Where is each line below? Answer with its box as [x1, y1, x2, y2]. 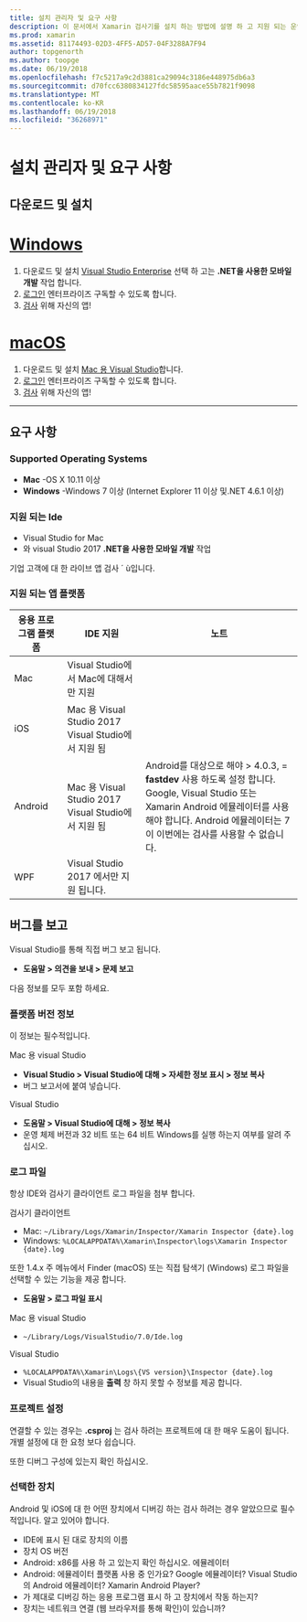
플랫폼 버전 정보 [9, 1008, 75, 1020]
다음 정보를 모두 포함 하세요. [9, 982, 110, 993]
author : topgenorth [9, 48, 84, 57]
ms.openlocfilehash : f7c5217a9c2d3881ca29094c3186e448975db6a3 [9, 73, 256, 82]
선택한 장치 [9, 1480, 56, 1493]
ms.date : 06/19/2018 [9, 65, 89, 74]
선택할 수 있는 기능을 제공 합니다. [9, 1274, 127, 1285]
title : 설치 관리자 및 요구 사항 [9, 13, 118, 23]
